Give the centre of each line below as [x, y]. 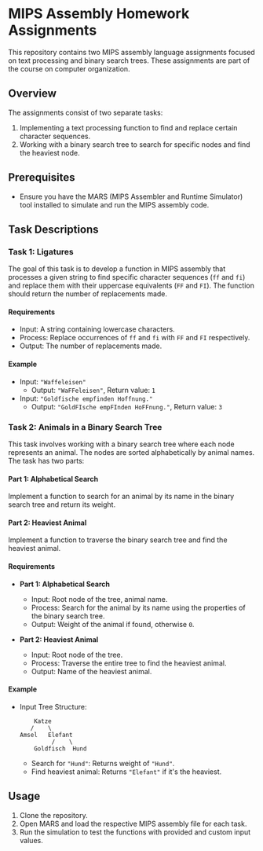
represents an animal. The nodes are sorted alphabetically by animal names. [131, 452]
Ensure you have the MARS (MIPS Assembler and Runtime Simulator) [131, 196]
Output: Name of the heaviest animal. [91, 671]
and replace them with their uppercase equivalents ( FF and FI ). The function [131, 286]
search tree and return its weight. [62, 504]
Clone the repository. [53, 815]
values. [31, 840]
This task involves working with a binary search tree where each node [121, 444]
